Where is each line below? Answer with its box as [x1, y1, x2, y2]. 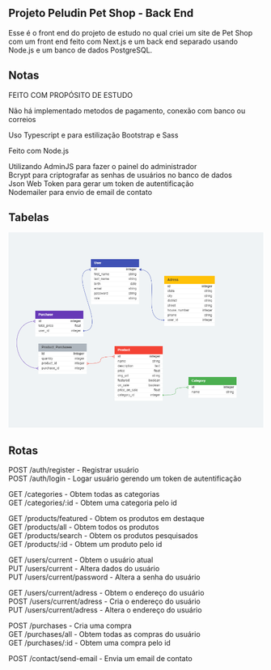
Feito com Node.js [8, 146, 70, 155]
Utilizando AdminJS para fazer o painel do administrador [8, 161, 197, 171]
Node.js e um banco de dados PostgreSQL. [8, 45, 153, 55]
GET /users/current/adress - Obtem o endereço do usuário [8, 588, 205, 598]
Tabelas [8, 210, 50, 225]
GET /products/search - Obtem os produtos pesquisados [8, 531, 198, 541]
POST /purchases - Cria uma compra [8, 621, 132, 630]
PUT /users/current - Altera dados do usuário [8, 564, 160, 574]
